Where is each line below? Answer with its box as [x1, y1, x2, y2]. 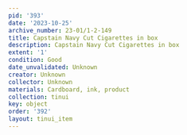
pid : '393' [8, 11, 45, 20]
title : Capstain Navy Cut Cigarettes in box [8, 33, 158, 42]
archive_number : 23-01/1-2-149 [8, 26, 112, 34]
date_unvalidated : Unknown [8, 64, 98, 71]
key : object [8, 100, 48, 108]
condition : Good [8, 56, 62, 64]
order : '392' [8, 108, 52, 116]
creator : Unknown [8, 71, 66, 79]
